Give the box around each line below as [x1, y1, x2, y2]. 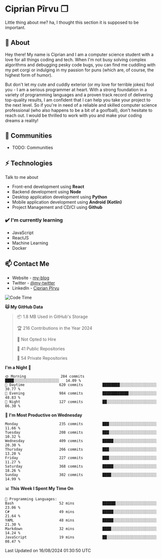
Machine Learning [12, 240, 48, 246]
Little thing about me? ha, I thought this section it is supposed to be [5, 19, 139, 25]
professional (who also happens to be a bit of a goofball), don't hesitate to [5, 107, 153, 113]
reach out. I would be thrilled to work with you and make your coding [5, 112, 142, 118]
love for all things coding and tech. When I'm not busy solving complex [5, 57, 147, 63]
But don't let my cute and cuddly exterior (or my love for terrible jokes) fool [5, 81, 154, 87]
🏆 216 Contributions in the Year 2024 [16, 325, 93, 331]
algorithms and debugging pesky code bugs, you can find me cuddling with [5, 62, 156, 67]
